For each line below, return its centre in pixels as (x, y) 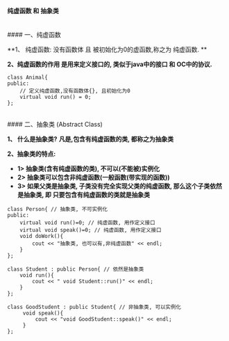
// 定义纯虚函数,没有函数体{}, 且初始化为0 (75, 91)
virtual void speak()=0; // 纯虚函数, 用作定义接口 (91, 230)
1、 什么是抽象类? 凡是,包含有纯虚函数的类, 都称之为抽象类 (91, 139)
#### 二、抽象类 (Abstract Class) (55, 125)
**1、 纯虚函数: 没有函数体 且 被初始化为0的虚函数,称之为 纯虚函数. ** (107, 49)
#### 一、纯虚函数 (34, 35)
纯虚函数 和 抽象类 (33, 10)
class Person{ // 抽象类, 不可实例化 (58, 209)
